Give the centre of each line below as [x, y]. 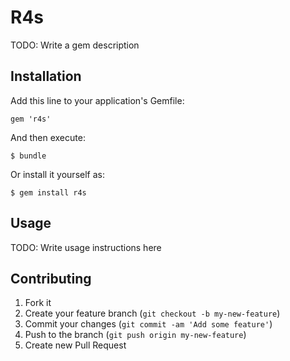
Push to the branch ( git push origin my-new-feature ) [135, 335]
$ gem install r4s [48, 192]
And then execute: [48, 137]
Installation [46, 76]
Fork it [38, 303]
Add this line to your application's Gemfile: [97, 100]
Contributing [51, 278]
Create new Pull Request [75, 345]
